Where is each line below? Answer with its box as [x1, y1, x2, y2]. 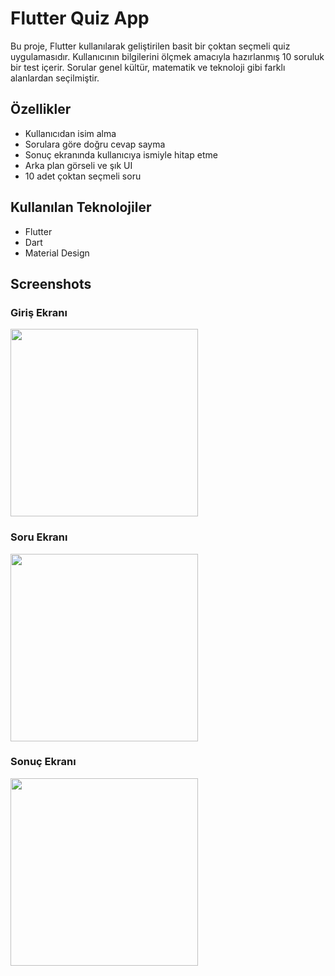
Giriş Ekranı [10, 305, 68, 319]
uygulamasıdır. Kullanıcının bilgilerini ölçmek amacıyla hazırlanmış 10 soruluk [10, 50, 325, 62]
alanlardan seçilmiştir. [10, 72, 100, 84]
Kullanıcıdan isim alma [24, 127, 117, 139]
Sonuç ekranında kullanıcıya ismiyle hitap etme [24, 148, 218, 161]
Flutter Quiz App [10, 7, 150, 30]
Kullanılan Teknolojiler [10, 199, 152, 216]
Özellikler [10, 101, 72, 118]
